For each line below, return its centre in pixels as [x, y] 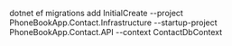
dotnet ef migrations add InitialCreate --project [96, 13]
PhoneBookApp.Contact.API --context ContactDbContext [116, 32]
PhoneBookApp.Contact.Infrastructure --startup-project [114, 23]
